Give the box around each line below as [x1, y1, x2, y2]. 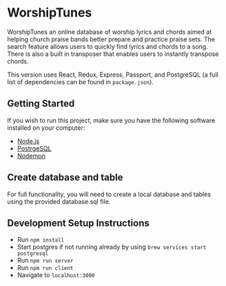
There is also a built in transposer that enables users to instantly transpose [7, 50, 219, 58]
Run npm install [17, 236, 65, 244]
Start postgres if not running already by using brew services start [17, 243, 207, 251]
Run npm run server [17, 256, 74, 265]
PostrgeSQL [17, 144, 52, 153]
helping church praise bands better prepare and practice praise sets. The [7, 35, 216, 43]
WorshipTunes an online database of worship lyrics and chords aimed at [7, 28, 212, 36]
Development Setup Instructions [7, 217, 150, 229]
